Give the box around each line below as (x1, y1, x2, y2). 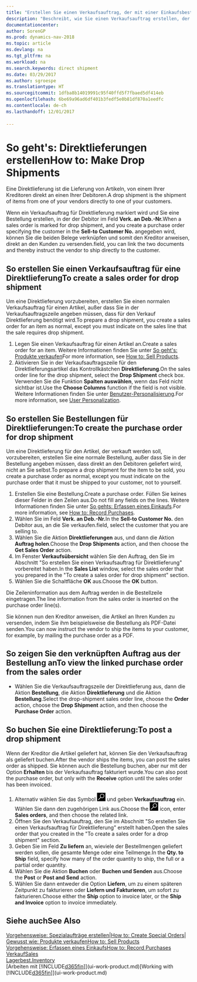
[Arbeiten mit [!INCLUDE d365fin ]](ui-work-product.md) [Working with (6, 963, 174, 970)
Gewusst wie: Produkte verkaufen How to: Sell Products (6, 938, 140, 945)
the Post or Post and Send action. (14, 874, 97, 881)
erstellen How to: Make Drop (6, 153, 145, 167)
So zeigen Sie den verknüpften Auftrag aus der (6, 649, 181, 659)
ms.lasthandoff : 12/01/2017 (6, 109, 75, 115)
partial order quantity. (14, 861, 67, 869)
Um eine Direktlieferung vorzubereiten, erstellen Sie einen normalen (6, 298, 170, 305)
